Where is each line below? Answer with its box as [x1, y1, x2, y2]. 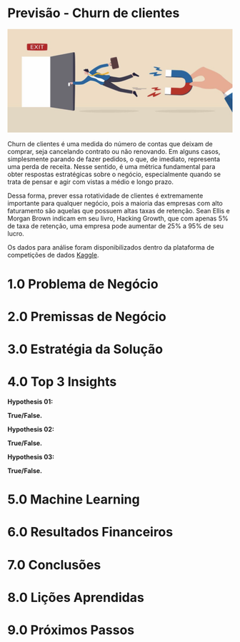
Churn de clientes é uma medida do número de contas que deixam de [7, 140, 213, 148]
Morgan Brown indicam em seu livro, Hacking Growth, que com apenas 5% [7, 214, 229, 223]
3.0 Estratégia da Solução [7, 341, 163, 357]
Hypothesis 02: [7, 424, 55, 433]
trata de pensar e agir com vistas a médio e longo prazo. [7, 178, 174, 186]
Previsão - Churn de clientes [7, 5, 180, 21]
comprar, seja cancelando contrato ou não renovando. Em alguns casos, [7, 148, 221, 156]
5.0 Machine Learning [7, 491, 141, 508]
